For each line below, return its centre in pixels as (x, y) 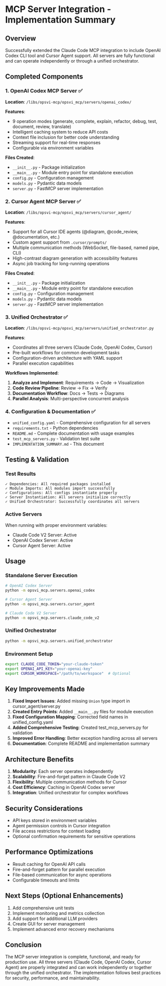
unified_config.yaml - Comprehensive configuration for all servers (81, 422)
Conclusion (23, 945)
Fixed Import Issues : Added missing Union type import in (71, 701)
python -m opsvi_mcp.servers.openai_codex (50, 591)
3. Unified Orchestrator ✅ (37, 317)
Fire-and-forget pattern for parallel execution (59, 869)
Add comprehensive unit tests (43, 908)
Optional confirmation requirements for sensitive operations (74, 836)
